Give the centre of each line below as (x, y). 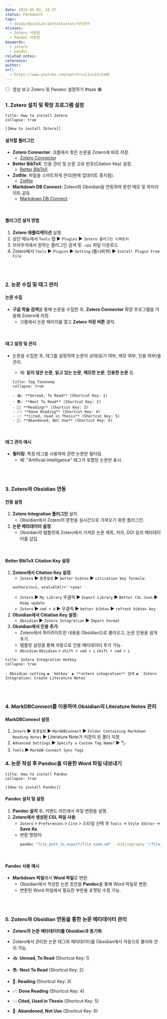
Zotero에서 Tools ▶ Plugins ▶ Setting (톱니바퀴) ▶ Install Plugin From (86, 251)
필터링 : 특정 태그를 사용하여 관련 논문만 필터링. (57, 454)
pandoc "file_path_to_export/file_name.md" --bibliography (82, 844)
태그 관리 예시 (18, 442)
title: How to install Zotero (37, 116)
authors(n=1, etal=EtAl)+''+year (47, 587)
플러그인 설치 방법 (22, 220)
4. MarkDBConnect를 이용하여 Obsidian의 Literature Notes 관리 (81, 706)
